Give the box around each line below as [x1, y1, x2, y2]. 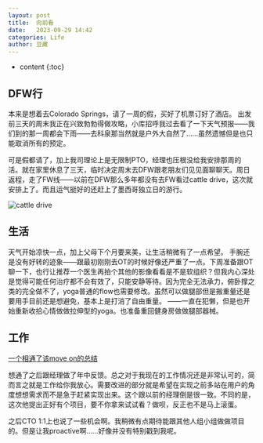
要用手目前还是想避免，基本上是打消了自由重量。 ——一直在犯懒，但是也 [8, 296, 243, 306]
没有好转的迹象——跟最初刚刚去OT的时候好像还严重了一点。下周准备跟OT [14, 256, 254, 267]
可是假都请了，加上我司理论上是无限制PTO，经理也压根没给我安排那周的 [8, 154, 242, 165]
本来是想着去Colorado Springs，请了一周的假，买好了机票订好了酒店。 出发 [8, 109, 252, 118]
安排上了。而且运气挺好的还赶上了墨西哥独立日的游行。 [8, 184, 186, 194]
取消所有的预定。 [14, 138, 70, 147]
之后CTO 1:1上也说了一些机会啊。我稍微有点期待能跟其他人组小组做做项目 [8, 416, 245, 426]
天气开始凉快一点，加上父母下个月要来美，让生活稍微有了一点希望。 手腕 [8, 247, 243, 256]
